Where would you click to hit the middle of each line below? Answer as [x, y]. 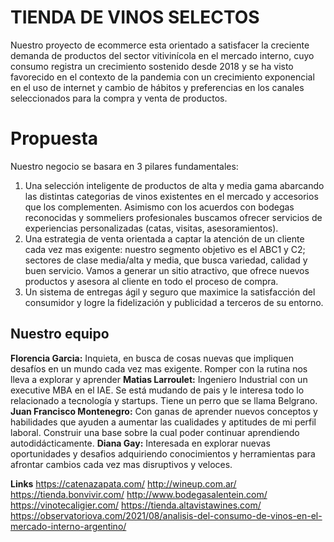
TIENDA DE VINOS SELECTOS [135, 17]
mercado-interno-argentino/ [68, 526]
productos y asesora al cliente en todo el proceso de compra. [151, 281]
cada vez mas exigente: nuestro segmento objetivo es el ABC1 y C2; [165, 249]
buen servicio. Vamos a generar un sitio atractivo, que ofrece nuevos [167, 270]
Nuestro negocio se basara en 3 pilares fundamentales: [124, 166]
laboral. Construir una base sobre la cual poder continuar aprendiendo [155, 432]
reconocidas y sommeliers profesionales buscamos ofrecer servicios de [173, 217]
